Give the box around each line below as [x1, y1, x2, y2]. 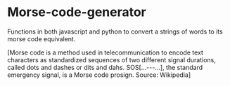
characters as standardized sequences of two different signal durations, [7, 55, 217, 64]
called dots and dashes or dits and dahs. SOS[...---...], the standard [7, 63, 203, 71]
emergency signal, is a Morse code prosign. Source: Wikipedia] [7, 71, 191, 79]
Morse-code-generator [7, 4, 146, 20]
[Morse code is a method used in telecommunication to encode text [7, 48, 204, 57]
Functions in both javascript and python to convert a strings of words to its [7, 27, 223, 36]
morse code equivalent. [7, 34, 76, 43]
